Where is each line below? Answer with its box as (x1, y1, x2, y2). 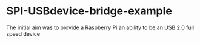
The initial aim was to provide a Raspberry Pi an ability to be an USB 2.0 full (6, 24, 195, 31)
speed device (6, 30, 41, 37)
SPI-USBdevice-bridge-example (6, 4, 173, 18)
